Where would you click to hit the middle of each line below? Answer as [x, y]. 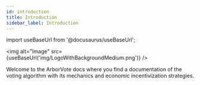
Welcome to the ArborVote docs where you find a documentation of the [94, 69]
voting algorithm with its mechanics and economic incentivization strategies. [100, 76]
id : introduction [28, 12]
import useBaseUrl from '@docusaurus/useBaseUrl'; [71, 40]
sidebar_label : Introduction [42, 23]
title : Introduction [32, 17]
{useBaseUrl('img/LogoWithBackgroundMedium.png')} [74, 58]
